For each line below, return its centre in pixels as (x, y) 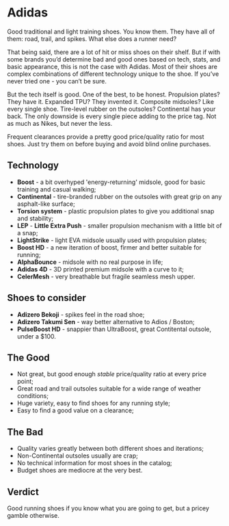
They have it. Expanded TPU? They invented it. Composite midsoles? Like (110, 101)
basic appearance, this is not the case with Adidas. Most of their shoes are (112, 66)
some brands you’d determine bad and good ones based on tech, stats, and (114, 59)
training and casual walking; (56, 189)
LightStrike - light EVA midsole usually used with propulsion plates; (112, 240)
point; (25, 382)
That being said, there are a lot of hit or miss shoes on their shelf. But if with (114, 52)
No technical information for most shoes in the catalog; (94, 463)
